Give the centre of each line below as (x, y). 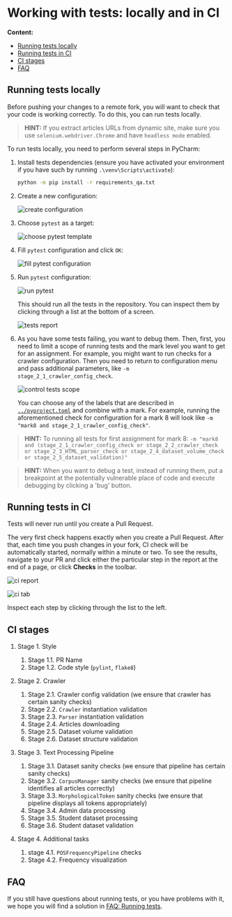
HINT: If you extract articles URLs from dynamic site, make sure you (122, 128)
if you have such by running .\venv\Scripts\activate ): (96, 170)
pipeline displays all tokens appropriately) (87, 803)
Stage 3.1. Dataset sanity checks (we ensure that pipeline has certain (126, 766)
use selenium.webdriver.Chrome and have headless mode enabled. (118, 135)
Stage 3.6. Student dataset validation (80, 826)
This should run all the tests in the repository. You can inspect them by (118, 304)
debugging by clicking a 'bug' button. (78, 485)
